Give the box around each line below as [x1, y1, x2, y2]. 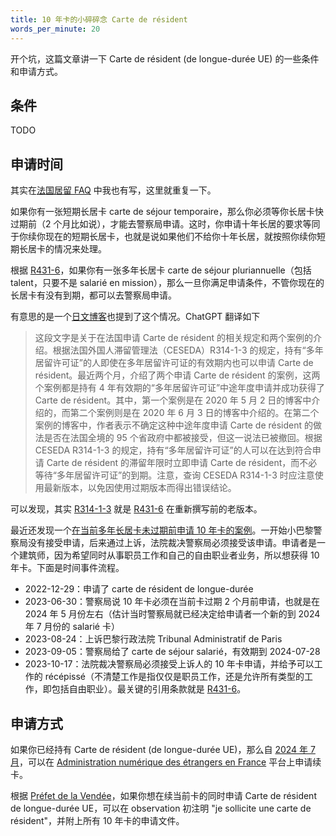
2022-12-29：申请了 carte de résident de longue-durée [24, 583, 254, 595]
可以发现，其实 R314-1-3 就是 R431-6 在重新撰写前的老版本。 [10, 503, 263, 515]
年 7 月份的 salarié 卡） [24, 621, 120, 633]
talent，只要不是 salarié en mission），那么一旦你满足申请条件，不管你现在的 [10, 277, 325, 289]
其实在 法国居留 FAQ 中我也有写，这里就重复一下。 [10, 184, 217, 196]
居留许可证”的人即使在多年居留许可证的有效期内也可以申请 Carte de [34, 357, 314, 369]
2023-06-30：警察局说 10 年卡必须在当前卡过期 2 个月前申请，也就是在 [24, 596, 320, 608]
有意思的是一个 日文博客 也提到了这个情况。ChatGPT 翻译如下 [10, 311, 261, 323]
